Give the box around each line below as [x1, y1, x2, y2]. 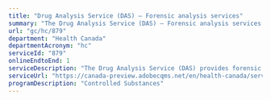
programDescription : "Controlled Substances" [8, 79, 164, 87]
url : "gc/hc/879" [8, 27, 67, 35]
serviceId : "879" [8, 49, 67, 57]
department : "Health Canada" [8, 34, 106, 43]
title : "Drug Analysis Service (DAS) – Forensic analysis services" [8, 11, 244, 20]
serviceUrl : [8, 72, 48, 80]
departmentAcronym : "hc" [8, 42, 92, 50]
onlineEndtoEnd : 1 [8, 57, 70, 65]
